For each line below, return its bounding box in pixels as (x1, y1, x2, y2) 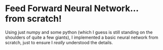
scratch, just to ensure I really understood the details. (5, 39, 113, 45)
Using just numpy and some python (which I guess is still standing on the (5, 29, 153, 35)
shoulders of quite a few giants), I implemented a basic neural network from (5, 34, 159, 40)
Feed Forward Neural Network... (5, 3, 139, 14)
